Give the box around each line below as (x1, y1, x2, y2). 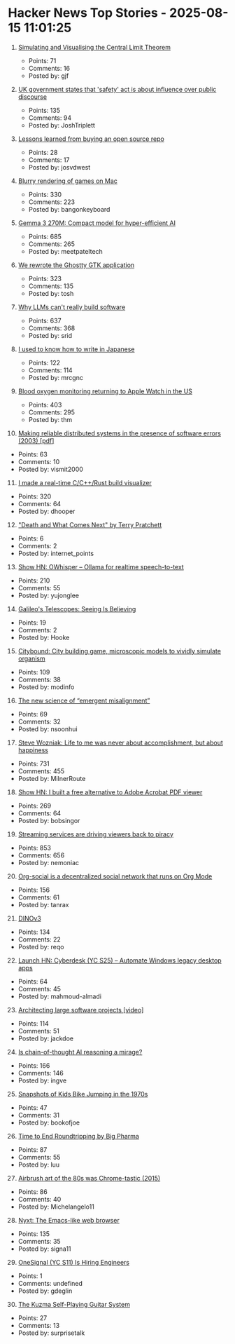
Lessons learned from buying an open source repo (17, 135, 165, 143)
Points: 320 (17, 492, 52, 501)
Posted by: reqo (17, 942, 64, 951)
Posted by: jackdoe (17, 1034, 74, 1043)
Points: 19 (17, 618, 46, 627)
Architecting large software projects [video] (17, 1005, 144, 1014)
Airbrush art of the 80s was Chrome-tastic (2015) (17, 1174, 161, 1182)
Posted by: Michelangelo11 (17, 1202, 95, 1211)
